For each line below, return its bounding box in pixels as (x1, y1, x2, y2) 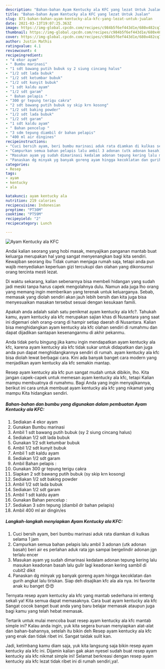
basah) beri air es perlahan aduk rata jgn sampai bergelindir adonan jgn (12, 547, 157, 552)
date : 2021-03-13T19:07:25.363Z (5, 21, 71, 26)
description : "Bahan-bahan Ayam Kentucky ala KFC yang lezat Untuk (5, 7, 146, 12)
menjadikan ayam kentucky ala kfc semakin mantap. (5, 359, 111, 365)
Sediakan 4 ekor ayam (12, 419, 58, 425)
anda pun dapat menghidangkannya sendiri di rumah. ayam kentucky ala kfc (5, 349, 160, 355)
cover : (5, 35, 19, 40)
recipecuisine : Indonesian (5, 203, 61, 208)
